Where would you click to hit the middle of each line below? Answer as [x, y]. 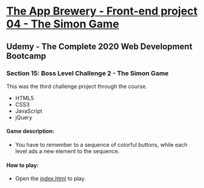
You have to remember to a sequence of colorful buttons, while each [101, 145]
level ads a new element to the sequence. [67, 151]
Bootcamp [26, 56]
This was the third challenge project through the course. [77, 86]
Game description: [30, 131]
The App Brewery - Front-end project [102, 11]
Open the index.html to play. [51, 179]
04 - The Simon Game [63, 24]
